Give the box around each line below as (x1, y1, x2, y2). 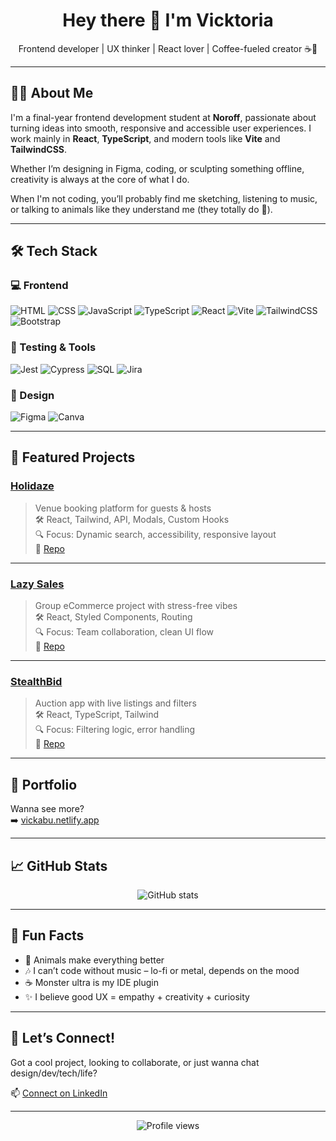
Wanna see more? (10, 803, 85, 815)
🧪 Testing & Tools (10, 340, 97, 354)
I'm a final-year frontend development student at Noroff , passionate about (10, 111, 317, 123)
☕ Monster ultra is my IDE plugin (24, 976, 160, 988)
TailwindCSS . (10, 143, 68, 155)
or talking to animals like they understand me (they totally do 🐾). (10, 203, 273, 215)
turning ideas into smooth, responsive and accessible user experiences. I (10, 122, 312, 134)
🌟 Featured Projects (10, 449, 136, 466)
